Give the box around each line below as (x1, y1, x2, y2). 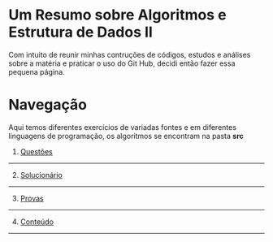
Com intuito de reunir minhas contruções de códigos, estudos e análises (8, 50, 251, 59)
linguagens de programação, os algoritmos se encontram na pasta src (8, 131, 244, 140)
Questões (19, 146, 53, 156)
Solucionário (19, 170, 63, 179)
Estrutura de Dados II (8, 23, 153, 41)
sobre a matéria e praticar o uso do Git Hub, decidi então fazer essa (8, 58, 236, 68)
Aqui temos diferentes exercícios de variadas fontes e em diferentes (8, 122, 237, 132)
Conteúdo (19, 217, 54, 227)
